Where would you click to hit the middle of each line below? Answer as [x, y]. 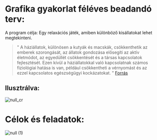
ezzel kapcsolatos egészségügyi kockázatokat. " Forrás [72, 73]
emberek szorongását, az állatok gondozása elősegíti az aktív [78, 52]
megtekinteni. [19, 38]
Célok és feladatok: [45, 119]
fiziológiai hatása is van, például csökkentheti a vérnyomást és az [82, 68]
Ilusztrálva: [22, 88]
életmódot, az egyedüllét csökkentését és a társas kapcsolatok [79, 57]
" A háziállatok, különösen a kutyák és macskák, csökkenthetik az [82, 47]
